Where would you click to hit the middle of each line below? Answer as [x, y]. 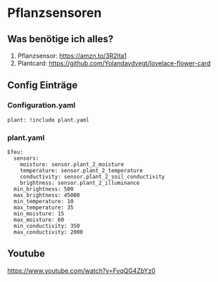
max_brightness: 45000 [47, 195]
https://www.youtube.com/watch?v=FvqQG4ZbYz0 [82, 270]
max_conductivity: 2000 [48, 232]
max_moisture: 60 [39, 219]
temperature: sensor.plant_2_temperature [81, 170]
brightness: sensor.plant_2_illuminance [80, 183]
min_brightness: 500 [44, 189]
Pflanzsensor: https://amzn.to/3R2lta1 [72, 56]
